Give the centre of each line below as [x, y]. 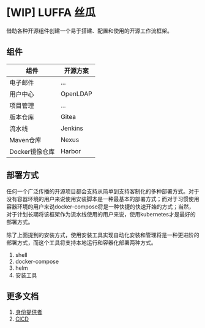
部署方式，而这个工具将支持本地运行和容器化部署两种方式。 [81, 242]
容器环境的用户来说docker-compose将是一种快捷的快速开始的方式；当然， [100, 207]
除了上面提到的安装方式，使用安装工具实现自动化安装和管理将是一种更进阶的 [103, 235]
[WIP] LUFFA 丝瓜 [51, 13]
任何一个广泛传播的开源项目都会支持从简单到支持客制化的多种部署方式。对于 [103, 191]
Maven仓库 [25, 140]
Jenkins [72, 128]
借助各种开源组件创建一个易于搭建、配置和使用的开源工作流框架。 [89, 31]
